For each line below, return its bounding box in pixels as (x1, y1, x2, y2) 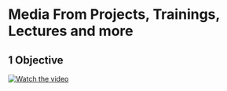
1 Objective (8, 53, 64, 67)
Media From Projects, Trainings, (8, 5, 220, 24)
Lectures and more (8, 22, 134, 40)
